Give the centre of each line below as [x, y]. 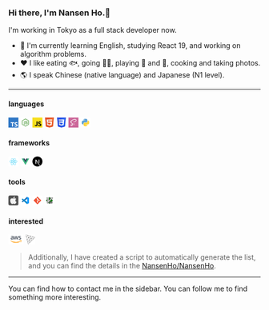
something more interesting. [55, 297]
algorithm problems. [53, 54]
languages [26, 104]
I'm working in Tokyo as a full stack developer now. [93, 30]
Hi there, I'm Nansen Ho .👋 [59, 13]
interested [26, 221]
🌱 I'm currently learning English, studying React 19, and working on [130, 46]
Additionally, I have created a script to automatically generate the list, [142, 257]
